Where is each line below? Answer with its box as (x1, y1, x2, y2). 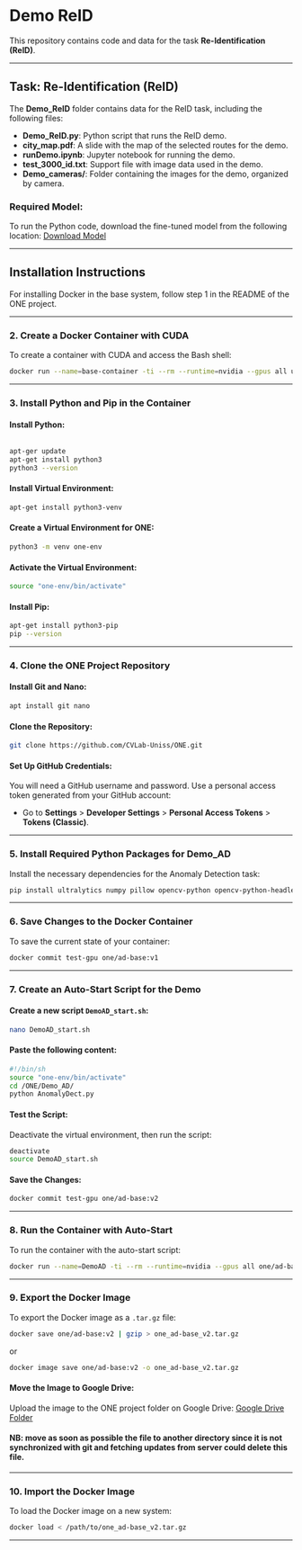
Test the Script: (9, 1108, 68, 1120)
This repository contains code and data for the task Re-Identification (9, 35, 266, 46)
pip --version (9, 630, 63, 639)
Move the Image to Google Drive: (9, 1383, 135, 1393)
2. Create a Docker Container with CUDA (9, 329, 190, 342)
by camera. (22, 177, 65, 189)
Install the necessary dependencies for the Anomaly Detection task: (9, 868, 261, 879)
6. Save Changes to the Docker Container (9, 915, 193, 927)
